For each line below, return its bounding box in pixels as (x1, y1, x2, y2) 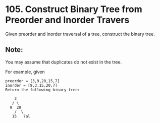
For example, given (5, 69, 45, 75)
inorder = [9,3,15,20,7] (5, 83, 58, 88)
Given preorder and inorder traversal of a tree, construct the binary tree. (5, 31, 155, 37)
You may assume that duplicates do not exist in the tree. (5, 59, 122, 65)
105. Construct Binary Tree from (5, 4, 142, 15)
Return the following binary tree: (5, 87, 80, 92)
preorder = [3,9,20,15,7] (5, 78, 60, 84)
